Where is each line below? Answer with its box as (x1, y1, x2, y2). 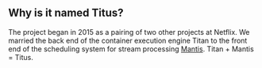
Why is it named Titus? (8, 6, 125, 20)
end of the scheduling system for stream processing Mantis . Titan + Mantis (8, 43, 254, 54)
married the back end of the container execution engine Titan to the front (8, 36, 248, 45)
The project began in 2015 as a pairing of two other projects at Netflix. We (8, 27, 250, 36)
